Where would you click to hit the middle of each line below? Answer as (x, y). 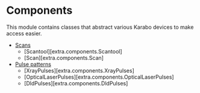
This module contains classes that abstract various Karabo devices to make (100, 27)
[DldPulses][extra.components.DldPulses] (76, 83)
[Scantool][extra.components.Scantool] (73, 51)
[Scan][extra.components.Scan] (64, 58)
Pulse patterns (33, 64)
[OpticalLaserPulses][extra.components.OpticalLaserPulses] (99, 77)
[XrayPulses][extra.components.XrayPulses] (79, 70)
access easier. (24, 33)
